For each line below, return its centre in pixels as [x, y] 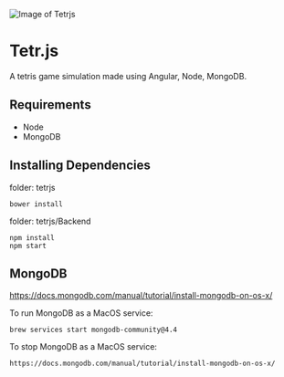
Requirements [50, 105]
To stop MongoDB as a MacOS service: [84, 347]
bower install [37, 204]
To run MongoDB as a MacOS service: [81, 313]
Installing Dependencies [80, 166]
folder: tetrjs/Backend [50, 221]
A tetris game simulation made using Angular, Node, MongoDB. [128, 76]
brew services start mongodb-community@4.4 [94, 330]
